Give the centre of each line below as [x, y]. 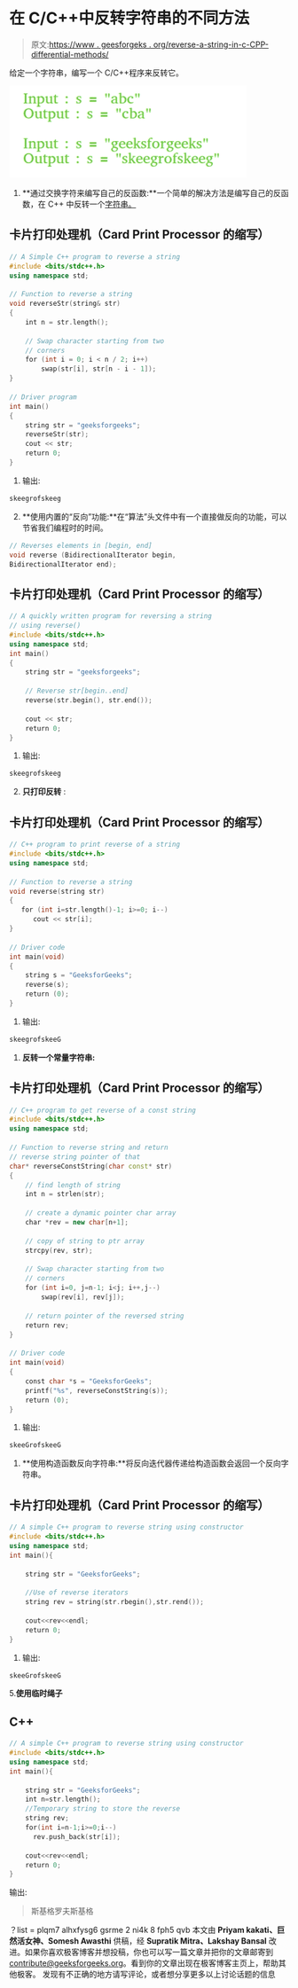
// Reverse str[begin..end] [77, 691]
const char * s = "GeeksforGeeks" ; [89, 1381]
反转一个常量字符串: [59, 1057]
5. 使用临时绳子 [36, 1694]
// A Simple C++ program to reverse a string [94, 257]
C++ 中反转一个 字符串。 [92, 204]
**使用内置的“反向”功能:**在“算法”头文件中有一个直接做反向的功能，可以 [154, 516]
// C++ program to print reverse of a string [94, 845]
